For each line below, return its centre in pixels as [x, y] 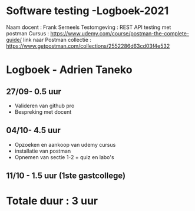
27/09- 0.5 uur [34, 92]
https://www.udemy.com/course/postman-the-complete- [120, 33]
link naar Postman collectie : [57, 39]
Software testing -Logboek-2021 [87, 11]
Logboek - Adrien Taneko [69, 70]
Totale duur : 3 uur [52, 201]
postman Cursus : [28, 33]
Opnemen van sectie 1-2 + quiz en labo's [64, 157]
